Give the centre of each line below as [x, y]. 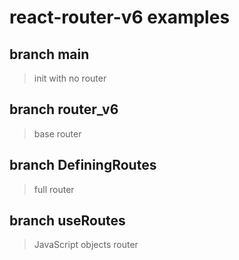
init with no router [70, 78]
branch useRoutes [67, 221]
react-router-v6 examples [120, 17]
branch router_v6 [64, 109]
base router [57, 133]
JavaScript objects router [86, 245]
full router [54, 189]
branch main [49, 54]
